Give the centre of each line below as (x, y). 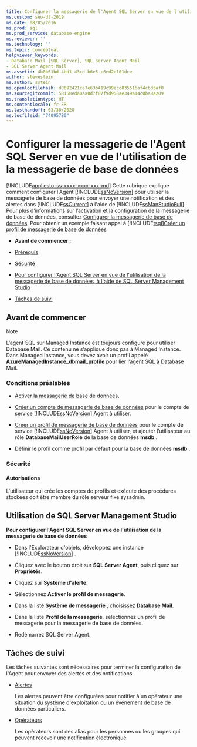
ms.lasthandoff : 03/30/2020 (40, 110)
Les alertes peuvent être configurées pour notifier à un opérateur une (98, 696)
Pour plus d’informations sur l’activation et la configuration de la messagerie (98, 211)
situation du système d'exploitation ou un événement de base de (93, 702)
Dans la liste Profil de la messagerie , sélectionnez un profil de (90, 617)
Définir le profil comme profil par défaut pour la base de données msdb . (102, 449)
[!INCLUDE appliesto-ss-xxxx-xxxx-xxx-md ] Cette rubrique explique (88, 186)
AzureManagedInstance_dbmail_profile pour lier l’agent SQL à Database (95, 361)
